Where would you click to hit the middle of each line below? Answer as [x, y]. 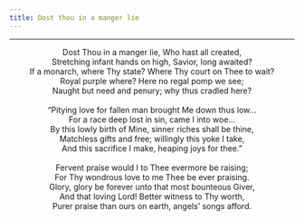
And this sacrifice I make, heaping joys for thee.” [152, 148]
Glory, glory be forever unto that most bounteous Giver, [152, 187]
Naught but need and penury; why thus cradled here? [152, 91]
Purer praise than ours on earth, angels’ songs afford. [152, 206]
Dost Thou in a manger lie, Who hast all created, [152, 52]
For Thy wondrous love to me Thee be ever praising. [152, 177]
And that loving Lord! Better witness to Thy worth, [152, 196]
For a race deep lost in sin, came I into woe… [152, 120]
